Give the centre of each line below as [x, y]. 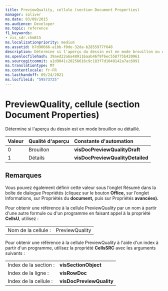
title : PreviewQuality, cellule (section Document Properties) [72, 10]
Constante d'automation [104, 141]
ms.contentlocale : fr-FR [31, 70]
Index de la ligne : [28, 273]
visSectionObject [80, 264]
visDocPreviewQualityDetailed [111, 157]
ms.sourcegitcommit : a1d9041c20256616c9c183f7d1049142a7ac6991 [72, 61]
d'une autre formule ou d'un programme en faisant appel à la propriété [78, 213]
